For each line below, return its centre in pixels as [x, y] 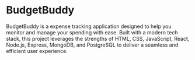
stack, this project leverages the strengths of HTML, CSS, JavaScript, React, [98, 38]
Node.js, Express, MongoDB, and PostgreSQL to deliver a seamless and [92, 45]
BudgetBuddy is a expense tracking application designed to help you [89, 26]
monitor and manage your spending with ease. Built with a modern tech [92, 32]
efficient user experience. [37, 51]
